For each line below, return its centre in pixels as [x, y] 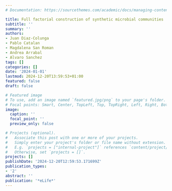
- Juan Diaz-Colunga [27, 38]
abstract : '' [19, 176]
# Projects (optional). [31, 133]
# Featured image [24, 95]
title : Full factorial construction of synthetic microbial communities [84, 19]
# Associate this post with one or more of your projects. [72, 138]
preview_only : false [32, 124]
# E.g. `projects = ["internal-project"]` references [66, 147]
